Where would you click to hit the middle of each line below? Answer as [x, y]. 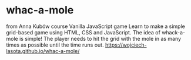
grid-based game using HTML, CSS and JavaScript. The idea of [83, 32]
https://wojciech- [126, 45]
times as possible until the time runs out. [55, 45]
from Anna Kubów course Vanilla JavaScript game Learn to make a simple [95, 26]
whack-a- [173, 32]
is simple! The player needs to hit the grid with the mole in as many [100, 38]
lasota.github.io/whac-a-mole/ [43, 51]
